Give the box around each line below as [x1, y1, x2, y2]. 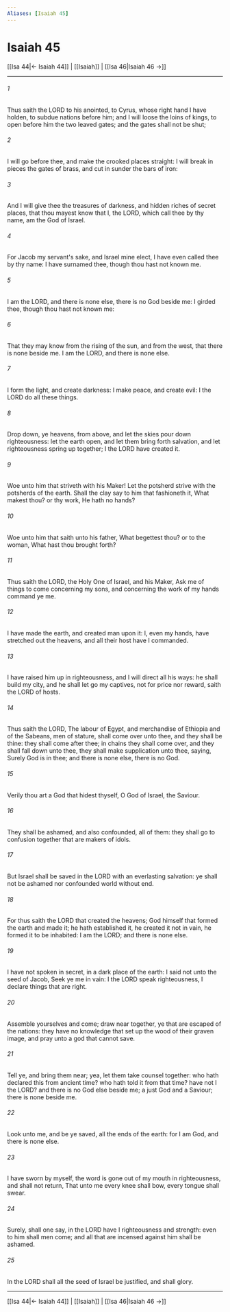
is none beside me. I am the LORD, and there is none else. [7, 349, 170, 357]
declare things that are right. [7, 983, 88, 991]
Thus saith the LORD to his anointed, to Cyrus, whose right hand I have [7, 106, 207, 114]
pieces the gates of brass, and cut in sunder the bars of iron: [7, 164, 178, 172]
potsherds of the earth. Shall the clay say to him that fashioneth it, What [7, 489, 209, 497]
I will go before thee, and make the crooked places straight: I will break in [7, 157, 214, 165]
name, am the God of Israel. [7, 216, 86, 224]
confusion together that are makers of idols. [7, 835, 131, 843]
